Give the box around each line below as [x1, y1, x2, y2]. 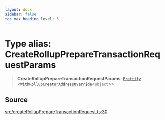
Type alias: [5, 38, 51, 49]
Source [5, 95, 28, 104]
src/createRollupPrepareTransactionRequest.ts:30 [5, 109, 108, 115]
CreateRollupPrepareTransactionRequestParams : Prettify [17, 76, 141, 82]
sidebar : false [5, 12, 37, 17]
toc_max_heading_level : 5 [5, 16, 59, 21]
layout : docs [5, 7, 32, 12]
